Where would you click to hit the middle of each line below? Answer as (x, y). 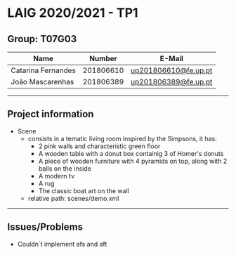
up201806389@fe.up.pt (172, 82)
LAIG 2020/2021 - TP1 (73, 13)
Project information (51, 114)
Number (103, 59)
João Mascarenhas (42, 82)
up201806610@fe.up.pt (172, 70)
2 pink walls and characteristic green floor (99, 146)
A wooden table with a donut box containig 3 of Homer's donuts (131, 153)
